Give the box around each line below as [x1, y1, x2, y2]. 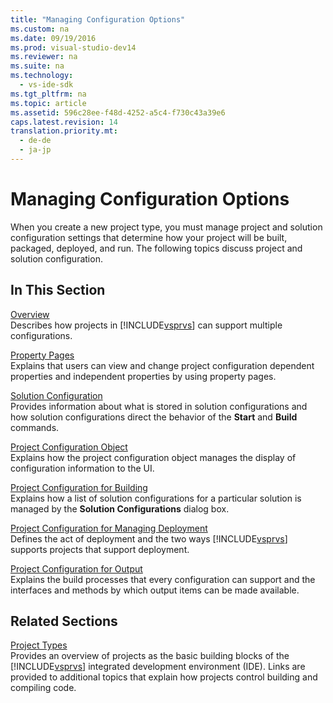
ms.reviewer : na [10, 52, 78, 62]
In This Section [10, 282, 106, 299]
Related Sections [10, 613, 118, 630]
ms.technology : [10, 71, 74, 81]
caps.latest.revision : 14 [10, 117, 118, 127]
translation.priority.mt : [10, 126, 118, 136]
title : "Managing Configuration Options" [10, 14, 186, 25]
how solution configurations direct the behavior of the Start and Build [10, 411, 298, 423]
